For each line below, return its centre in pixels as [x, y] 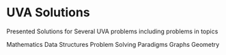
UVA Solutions [48, 13]
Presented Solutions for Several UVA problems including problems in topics [112, 31]
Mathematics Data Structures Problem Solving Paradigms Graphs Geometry [113, 44]
